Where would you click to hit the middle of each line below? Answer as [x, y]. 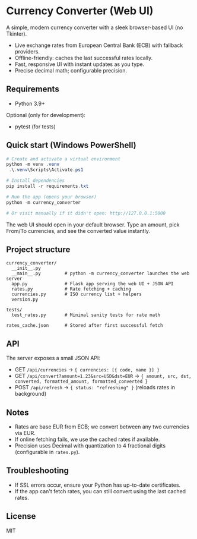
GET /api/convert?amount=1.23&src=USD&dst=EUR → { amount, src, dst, [103, 376]
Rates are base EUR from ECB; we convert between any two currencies [102, 427]
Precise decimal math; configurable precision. [71, 70]
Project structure [38, 249]
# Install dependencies [36, 181]
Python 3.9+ [30, 103]
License [21, 516]
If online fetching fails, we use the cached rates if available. [87, 439]
